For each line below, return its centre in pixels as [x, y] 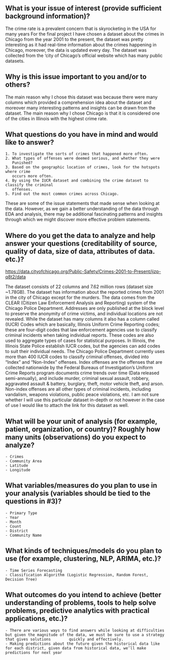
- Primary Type [21, 513]
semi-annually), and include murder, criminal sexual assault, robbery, [77, 378]
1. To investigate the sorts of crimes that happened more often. [77, 154]
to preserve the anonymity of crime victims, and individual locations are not [84, 314]
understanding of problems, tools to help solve [81, 603]
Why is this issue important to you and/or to [76, 77]
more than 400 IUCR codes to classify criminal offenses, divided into [77, 357]
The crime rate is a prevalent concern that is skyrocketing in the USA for [81, 28]
